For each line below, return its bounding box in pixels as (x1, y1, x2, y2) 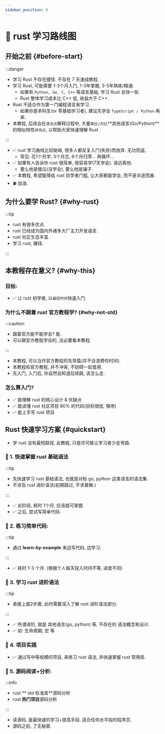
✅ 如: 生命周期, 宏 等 (12, 628, 55, 634)
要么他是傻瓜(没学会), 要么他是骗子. (20, 166, 93, 172)
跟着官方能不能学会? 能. (12, 331, 62, 337)
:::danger (5, 66, 24, 72)
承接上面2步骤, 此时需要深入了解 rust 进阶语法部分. (12, 601, 118, 607)
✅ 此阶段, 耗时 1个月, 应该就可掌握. (12, 502, 84, 508)
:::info (5, 680, 17, 686)
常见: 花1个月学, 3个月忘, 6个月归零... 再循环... (20, 153, 114, 159)
